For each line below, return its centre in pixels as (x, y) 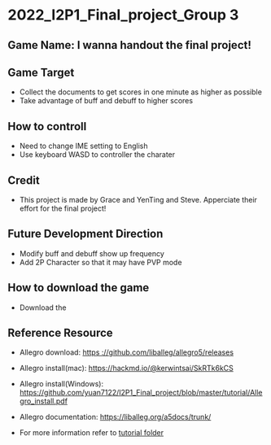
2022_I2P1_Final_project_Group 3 (123, 15)
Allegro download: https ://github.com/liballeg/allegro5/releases (126, 352)
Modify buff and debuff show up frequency (92, 253)
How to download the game (79, 288)
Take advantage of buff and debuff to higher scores (106, 101)
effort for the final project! (63, 208)
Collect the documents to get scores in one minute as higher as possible (140, 92)
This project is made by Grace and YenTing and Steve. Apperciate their (138, 200)
